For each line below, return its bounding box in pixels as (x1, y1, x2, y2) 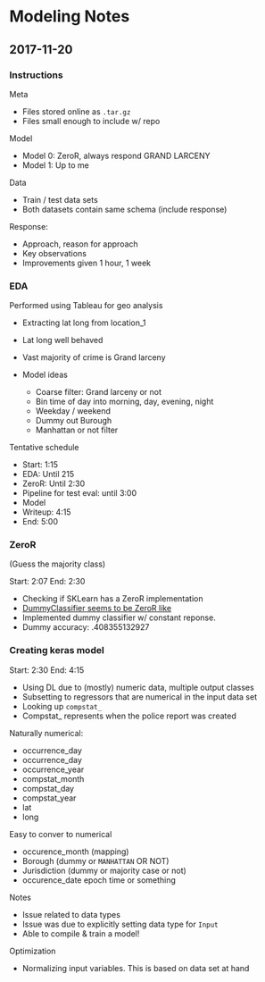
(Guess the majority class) (9, 558, 106, 569)
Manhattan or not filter (35, 424, 119, 435)
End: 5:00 (21, 516, 59, 527)
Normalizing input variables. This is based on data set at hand (21, 962, 250, 973)
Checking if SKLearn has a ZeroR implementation (21, 593, 203, 604)
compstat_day (21, 783, 74, 793)
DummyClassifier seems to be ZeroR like (21, 603, 172, 614)
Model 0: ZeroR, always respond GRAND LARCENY (21, 150, 211, 161)
